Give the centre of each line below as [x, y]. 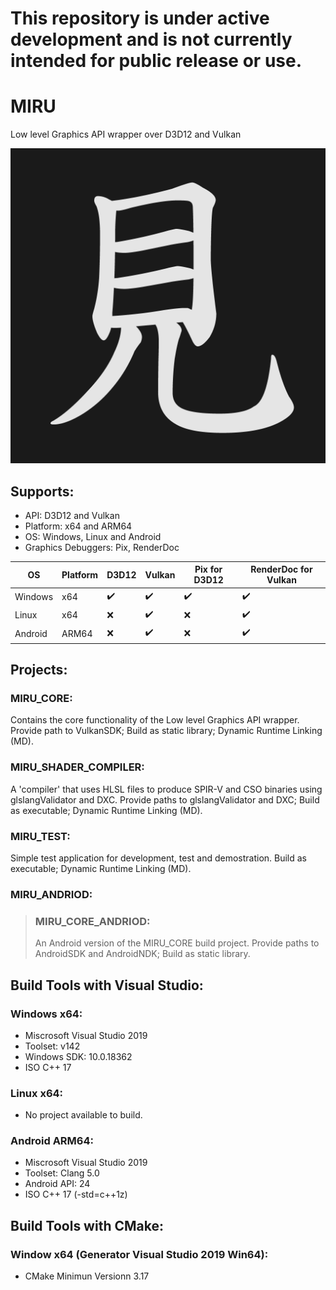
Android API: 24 [57, 1184]
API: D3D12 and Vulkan [72, 515]
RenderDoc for [281, 569]
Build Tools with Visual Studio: [107, 985]
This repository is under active [140, 18]
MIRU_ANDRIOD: [51, 894]
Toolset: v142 [52, 1046]
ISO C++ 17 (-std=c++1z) [76, 1194]
